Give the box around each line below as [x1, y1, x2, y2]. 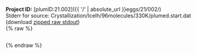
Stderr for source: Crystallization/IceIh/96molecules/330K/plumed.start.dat [5, 12, 192, 19]
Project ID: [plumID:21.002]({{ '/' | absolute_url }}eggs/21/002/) [5, 6, 162, 13]
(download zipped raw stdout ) [5, 19, 80, 25]
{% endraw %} [5, 42, 43, 49]
